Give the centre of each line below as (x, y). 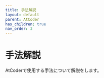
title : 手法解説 (21, 10)
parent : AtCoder (22, 19)
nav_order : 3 (19, 29)
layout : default (22, 15)
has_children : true (26, 24)
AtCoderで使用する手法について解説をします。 (54, 70)
